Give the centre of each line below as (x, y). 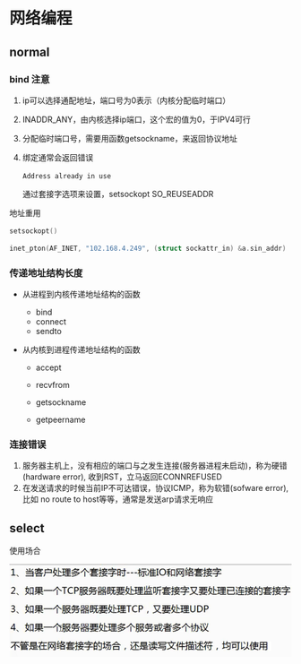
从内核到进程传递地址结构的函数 (81, 349)
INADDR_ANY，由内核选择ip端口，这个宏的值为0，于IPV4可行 (136, 119)
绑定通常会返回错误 (58, 157)
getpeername (60, 419)
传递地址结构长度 (46, 272)
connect (51, 321)
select (27, 528)
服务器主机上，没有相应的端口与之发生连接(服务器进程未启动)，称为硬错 (155, 466)
